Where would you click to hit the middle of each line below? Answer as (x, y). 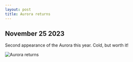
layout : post (18, 9)
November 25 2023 (35, 34)
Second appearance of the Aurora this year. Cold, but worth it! (67, 45)
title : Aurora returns (28, 14)
